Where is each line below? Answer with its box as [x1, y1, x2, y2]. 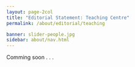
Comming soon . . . [6, 54, 54, 61]
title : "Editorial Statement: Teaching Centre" [6, 15, 130, 21]
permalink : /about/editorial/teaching [6, 20, 105, 26]
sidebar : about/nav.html [6, 37, 70, 43]
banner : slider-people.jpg [6, 31, 75, 37]
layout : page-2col [6, 9, 53, 15]
